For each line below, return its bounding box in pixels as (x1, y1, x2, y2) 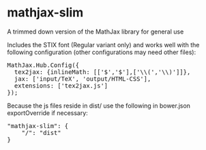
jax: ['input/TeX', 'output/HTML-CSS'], (14, 75, 151, 83)
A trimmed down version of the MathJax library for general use (7, 27, 184, 36)
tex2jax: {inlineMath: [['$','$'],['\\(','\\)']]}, (14, 68, 191, 76)
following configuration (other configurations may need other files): (7, 48, 196, 56)
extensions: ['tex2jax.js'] (14, 82, 108, 90)
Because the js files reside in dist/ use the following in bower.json (7, 101, 191, 110)
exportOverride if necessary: (7, 108, 89, 117)
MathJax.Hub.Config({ (7, 61, 80, 69)
